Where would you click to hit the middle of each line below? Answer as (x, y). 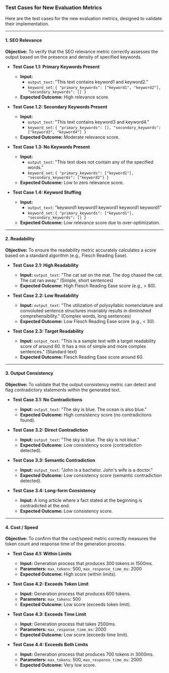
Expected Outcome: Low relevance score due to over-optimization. (90, 222)
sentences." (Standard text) (48, 351)
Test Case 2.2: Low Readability (46, 295)
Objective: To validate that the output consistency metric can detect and (80, 384)
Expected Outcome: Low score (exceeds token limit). (75, 604)
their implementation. (27, 24)
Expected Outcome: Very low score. (58, 665)
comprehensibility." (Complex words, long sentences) (75, 316)
